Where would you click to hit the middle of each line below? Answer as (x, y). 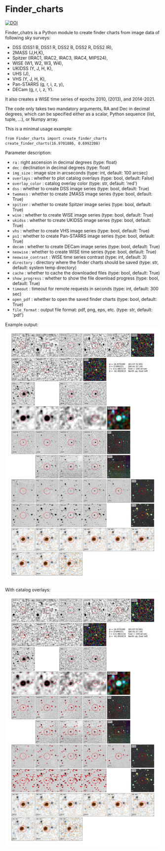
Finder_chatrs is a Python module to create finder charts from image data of (82, 32)
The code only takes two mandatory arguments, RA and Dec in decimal (78, 109)
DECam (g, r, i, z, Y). (33, 89)
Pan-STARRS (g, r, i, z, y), (38, 84)
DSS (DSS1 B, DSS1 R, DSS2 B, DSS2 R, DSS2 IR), (62, 47)
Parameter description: (28, 153)
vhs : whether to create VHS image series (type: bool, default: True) (81, 230)
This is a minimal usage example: (39, 129)
